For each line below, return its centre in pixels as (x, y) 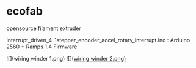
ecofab (24, 11)
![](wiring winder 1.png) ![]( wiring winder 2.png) (66, 58)
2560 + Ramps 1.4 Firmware (42, 47)
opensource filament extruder (44, 28)
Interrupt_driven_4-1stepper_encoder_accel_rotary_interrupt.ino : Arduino (98, 40)
